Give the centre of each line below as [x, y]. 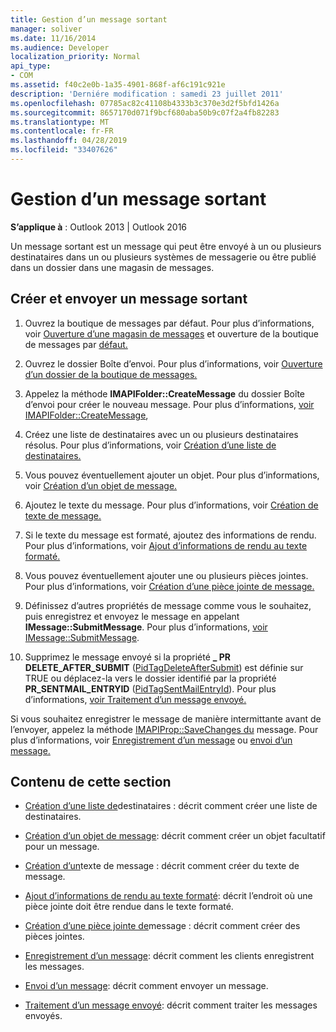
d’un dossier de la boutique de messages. [111, 374]
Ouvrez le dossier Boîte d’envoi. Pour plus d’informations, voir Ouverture [173, 363]
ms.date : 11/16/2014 [53, 38]
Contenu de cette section [91, 782]
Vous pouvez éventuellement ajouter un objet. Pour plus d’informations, [172, 475]
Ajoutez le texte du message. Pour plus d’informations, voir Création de [171, 505]
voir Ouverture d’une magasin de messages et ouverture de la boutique [171, 333]
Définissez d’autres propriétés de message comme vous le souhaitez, [168, 605]
